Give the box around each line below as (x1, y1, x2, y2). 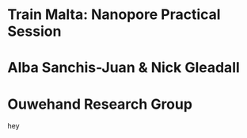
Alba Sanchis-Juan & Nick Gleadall (7, 59, 241, 77)
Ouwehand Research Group (7, 95, 193, 113)
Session (7, 22, 62, 40)
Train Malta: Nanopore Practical (7, 6, 221, 24)
